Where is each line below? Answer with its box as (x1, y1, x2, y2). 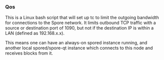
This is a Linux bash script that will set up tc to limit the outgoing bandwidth (5, 15, 160, 21)
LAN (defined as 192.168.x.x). (5, 30, 65, 36)
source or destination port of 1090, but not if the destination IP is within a (5, 25, 154, 31)
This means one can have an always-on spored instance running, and (5, 40, 148, 46)
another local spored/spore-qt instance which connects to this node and (5, 45, 153, 51)
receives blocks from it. (5, 50, 54, 56)
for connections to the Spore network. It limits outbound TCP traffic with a (5, 20, 156, 26)
